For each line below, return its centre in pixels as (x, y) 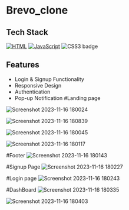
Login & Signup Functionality (49, 79)
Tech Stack (27, 32)
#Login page (21, 178)
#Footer (16, 155)
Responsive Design (38, 85)
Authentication (32, 92)
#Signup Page (23, 167)
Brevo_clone (37, 10)
